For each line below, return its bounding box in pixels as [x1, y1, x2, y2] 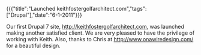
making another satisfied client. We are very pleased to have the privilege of [6, 29, 195, 36]
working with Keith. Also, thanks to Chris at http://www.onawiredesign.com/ [6, 36, 194, 42]
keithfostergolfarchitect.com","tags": [56, 5, 147, 12]
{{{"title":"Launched [6, 5, 56, 12]
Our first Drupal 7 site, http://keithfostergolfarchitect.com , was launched [6, 23, 185, 30]
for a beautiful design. [6, 42, 61, 49]
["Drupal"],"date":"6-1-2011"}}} [6, 11, 82, 19]
